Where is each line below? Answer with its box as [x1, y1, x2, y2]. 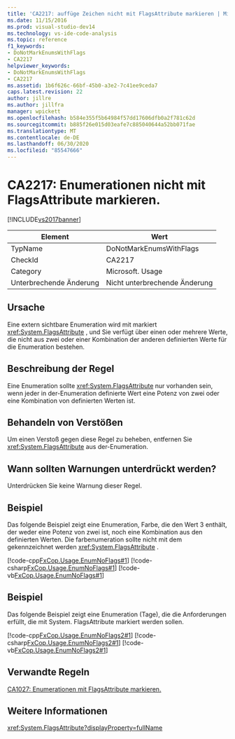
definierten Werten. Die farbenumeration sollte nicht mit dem [7, 535, 183, 544]
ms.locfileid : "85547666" [7, 147, 83, 154]
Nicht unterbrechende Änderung [106, 277, 213, 287]
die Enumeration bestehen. [7, 343, 85, 351]
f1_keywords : [7, 43, 45, 50]
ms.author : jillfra [7, 102, 64, 109]
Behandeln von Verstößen [7, 416, 124, 428]
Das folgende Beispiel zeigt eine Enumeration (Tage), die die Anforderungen [7, 610, 227, 619]
